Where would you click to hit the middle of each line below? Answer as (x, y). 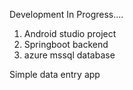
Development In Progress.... (66, 14)
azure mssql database (69, 55)
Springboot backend (66, 44)
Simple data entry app (55, 74)
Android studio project (70, 33)
